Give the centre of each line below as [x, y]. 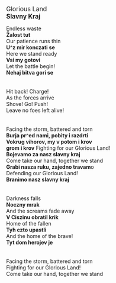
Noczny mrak [23, 205]
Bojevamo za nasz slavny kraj [43, 154]
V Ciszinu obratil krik [33, 217]
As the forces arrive [30, 98]
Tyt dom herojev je [30, 242]
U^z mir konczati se [30, 47]
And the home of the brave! [40, 236]
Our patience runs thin [33, 41]
